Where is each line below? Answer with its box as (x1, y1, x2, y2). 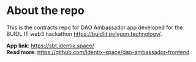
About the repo (6, 4, 85, 18)
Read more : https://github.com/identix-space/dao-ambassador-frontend (6, 48, 190, 55)
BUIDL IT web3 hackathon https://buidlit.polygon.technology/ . (6, 30, 162, 37)
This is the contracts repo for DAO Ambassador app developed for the (6, 24, 183, 31)
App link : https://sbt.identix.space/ (6, 42, 95, 49)
